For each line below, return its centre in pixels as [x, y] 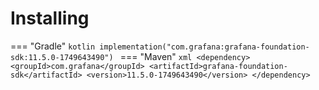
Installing [50, 18]
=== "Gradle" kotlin [53, 46]
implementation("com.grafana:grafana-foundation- [204, 47]
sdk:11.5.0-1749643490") [62, 57]
